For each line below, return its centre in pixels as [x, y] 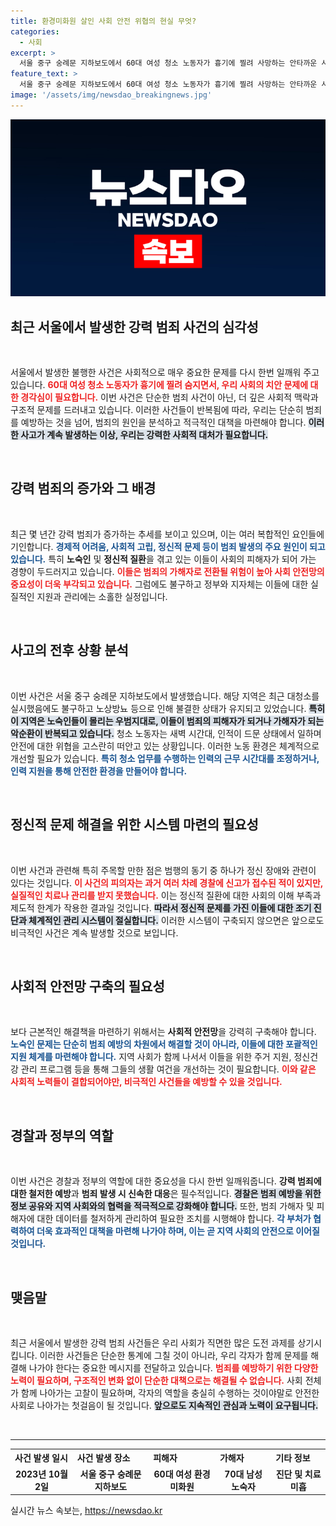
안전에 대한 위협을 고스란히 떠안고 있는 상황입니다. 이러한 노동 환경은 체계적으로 [165, 746]
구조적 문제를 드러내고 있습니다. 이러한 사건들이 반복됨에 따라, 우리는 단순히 [157, 410]
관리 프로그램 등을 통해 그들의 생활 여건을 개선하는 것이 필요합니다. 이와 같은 [168, 1069]
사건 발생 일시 [41, 1458]
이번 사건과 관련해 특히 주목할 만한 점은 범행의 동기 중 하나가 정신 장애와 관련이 [163, 870]
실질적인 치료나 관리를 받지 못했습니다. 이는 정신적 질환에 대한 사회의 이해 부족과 [166, 895]
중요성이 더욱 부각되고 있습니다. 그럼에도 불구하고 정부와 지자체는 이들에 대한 [159, 584]
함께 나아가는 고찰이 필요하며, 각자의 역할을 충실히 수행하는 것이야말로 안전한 [170, 1392]
